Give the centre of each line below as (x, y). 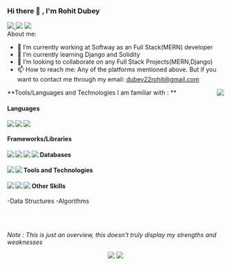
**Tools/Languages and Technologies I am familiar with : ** (92, 93)
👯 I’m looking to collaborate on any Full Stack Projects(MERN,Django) (115, 62)
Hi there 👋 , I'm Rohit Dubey (54, 11)
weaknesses (25, 242)
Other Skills (49, 186)
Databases (56, 154)
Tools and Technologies (58, 170)
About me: (22, 34)
